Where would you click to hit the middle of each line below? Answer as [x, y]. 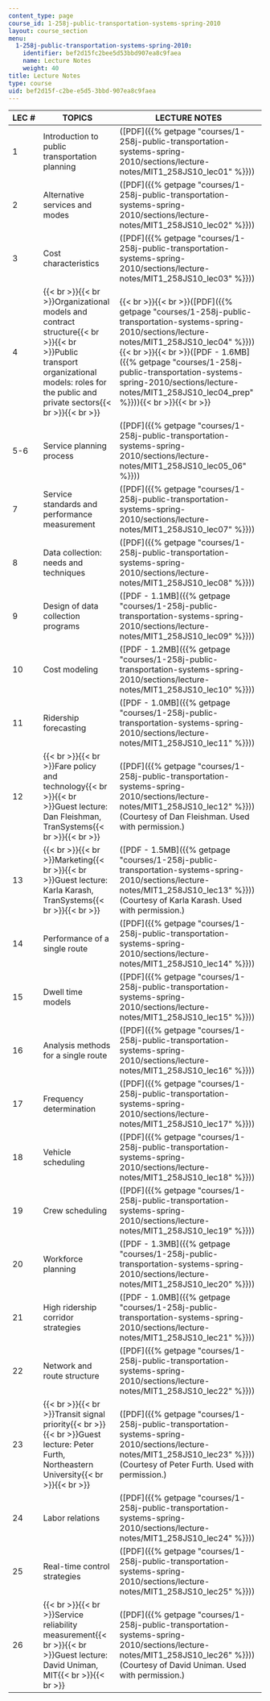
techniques [64, 573]
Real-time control [76, 1566]
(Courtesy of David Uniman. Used [183, 1666]
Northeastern [68, 1465]
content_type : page [41, 16]
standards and [70, 505]
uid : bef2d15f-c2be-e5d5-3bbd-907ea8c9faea [82, 91]
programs [61, 626]
